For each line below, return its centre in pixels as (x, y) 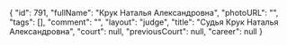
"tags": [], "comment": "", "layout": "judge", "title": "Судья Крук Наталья (144, 22)
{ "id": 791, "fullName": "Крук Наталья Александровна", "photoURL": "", (144, 13)
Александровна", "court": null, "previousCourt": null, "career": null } (136, 31)
